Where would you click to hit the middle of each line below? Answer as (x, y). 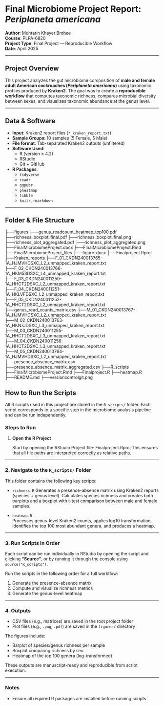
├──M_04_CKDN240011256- (34, 341)
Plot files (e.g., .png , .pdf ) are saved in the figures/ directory (73, 626)
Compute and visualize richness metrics (52, 588)
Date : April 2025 (22, 48)
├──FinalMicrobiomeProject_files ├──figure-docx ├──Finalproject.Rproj (79, 253)
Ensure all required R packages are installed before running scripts (79, 698)
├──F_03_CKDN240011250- (33, 279)
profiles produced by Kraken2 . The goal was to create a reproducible (75, 90)
